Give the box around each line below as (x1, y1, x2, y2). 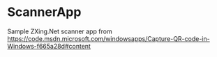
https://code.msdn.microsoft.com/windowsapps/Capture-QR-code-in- (7, 34, 211, 42)
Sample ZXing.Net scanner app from (7, 27, 113, 35)
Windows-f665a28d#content (7, 42, 91, 50)
